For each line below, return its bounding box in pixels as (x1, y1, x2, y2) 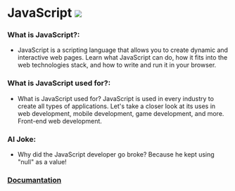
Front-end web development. (17, 117, 102, 125)
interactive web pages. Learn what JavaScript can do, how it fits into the (17, 53, 228, 62)
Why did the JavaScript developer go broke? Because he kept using (17, 150, 215, 159)
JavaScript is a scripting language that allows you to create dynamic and (17, 46, 229, 54)
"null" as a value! (17, 158, 67, 166)
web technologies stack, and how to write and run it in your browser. (17, 61, 217, 70)
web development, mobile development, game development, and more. (17, 109, 224, 117)
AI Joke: (7, 134, 37, 144)
